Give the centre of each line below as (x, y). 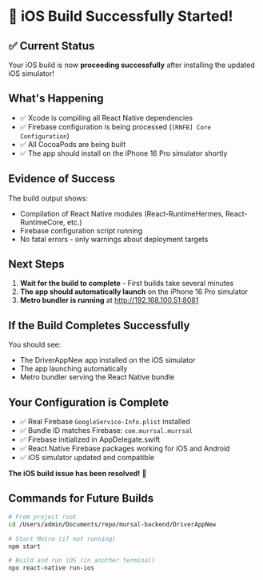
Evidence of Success (62, 179)
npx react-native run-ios (51, 568)
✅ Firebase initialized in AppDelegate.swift (90, 439)
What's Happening (56, 99)
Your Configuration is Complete (89, 402)
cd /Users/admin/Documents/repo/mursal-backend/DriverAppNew (112, 524)
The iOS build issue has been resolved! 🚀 (78, 474)
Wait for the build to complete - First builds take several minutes (127, 284)
